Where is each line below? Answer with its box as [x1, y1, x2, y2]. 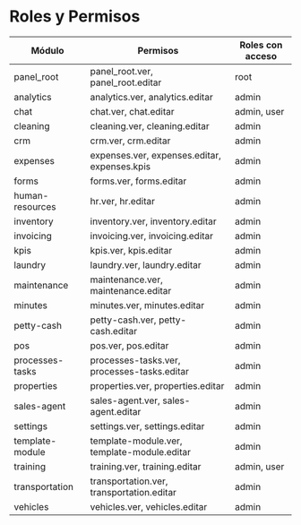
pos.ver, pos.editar [90, 339, 169, 351]
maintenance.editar [90, 284, 172, 297]
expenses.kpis [90, 159, 150, 172]
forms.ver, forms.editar [90, 175, 187, 187]
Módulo [30, 44, 64, 56]
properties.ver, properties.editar [90, 379, 225, 392]
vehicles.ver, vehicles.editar [90, 500, 208, 512]
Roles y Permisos [9, 6, 141, 27]
